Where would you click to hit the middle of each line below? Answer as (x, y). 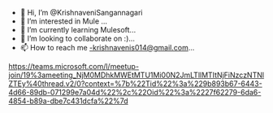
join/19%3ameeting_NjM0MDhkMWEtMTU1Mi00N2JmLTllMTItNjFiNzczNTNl (136, 75)
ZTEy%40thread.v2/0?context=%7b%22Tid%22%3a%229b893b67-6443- (135, 84)
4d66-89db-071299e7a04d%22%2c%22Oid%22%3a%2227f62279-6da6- (135, 92)
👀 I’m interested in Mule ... (64, 21)
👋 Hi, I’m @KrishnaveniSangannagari (81, 13)
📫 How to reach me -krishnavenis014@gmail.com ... (107, 48)
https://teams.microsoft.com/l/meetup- (74, 66)
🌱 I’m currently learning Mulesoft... (78, 30)
